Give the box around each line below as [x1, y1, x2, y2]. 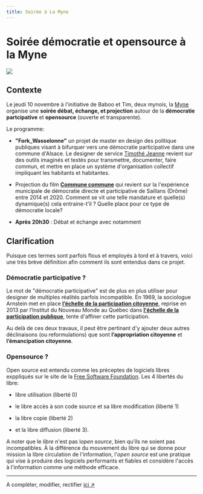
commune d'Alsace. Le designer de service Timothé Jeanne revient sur [14, 150, 193, 157]
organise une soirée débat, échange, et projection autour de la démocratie [6, 107, 195, 115]
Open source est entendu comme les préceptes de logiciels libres [6, 366, 170, 374]
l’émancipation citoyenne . [6, 337, 73, 345]
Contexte [6, 85, 42, 95]
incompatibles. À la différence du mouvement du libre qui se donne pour [6, 444, 186, 451]
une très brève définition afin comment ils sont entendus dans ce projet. [6, 258, 185, 266]
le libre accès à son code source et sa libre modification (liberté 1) [14, 403, 179, 410]
